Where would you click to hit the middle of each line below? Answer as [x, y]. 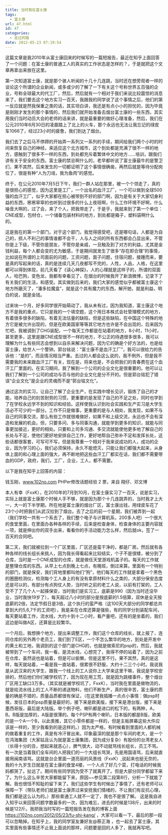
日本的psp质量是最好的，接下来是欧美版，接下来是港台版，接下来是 [92, 702]
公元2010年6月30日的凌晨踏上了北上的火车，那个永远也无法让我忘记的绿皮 [82, 125]
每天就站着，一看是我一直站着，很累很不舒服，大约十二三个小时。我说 [86, 664]
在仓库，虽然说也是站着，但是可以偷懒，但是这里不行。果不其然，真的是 [79, 658]
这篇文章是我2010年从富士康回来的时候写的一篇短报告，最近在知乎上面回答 [82, 57]
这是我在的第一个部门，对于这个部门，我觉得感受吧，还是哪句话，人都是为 [82, 232]
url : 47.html [19, 24]
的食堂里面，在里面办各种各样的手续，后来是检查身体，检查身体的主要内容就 [84, 524]
